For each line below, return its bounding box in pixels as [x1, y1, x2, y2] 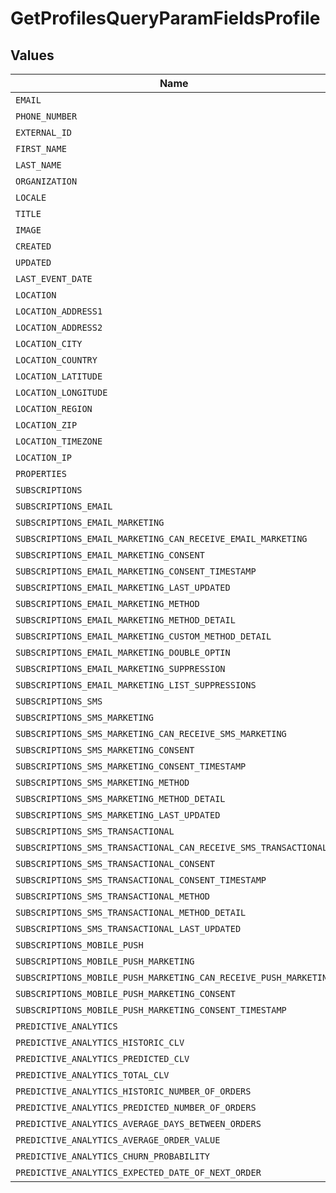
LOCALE [15, 192, 47, 203]
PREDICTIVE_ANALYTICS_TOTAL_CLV [15, 1070, 170, 1081]
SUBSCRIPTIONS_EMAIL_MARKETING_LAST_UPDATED [15, 582, 231, 593]
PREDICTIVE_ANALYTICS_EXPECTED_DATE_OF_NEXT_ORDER [15, 1167, 262, 1178]
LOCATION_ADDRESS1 [15, 306, 103, 317]
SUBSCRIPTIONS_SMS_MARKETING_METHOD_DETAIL [15, 793, 226, 804]
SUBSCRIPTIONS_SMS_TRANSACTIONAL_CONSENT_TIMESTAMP [15, 875, 267, 886]
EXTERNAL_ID [15, 127, 73, 138]
